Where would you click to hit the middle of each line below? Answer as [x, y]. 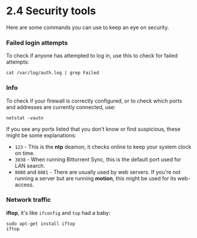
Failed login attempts [37, 43]
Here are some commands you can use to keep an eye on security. [88, 27]
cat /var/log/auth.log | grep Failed [53, 73]
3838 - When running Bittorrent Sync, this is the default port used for [98, 159]
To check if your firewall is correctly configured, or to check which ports [94, 101]
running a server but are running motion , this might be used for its [95, 178]
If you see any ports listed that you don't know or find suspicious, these [93, 129]
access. [24, 185]
